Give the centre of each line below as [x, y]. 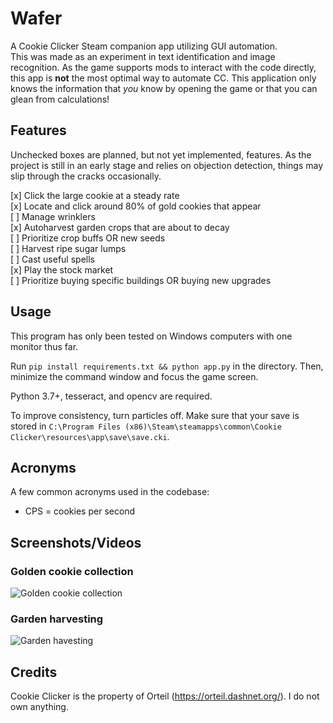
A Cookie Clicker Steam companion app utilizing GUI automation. [144, 46]
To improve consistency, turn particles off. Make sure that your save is [155, 415]
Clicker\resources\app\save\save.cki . [90, 436]
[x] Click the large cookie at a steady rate [95, 195]
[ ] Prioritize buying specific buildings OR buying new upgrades [141, 280]
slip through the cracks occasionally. [86, 176]
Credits [34, 672]
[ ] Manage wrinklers [53, 216]
